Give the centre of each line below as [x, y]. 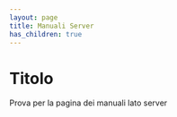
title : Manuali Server [52, 26]
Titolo [31, 78]
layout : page [34, 17]
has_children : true [46, 34]
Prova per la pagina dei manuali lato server [88, 103]
